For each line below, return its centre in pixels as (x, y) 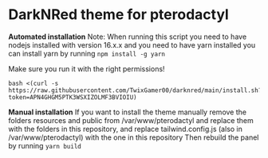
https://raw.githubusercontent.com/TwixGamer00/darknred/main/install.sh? (135, 90)
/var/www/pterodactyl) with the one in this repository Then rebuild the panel (134, 137)
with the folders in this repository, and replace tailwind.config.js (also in (126, 129)
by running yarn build (45, 145)
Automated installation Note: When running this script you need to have (128, 37)
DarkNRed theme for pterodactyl (118, 15)
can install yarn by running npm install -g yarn (87, 53)
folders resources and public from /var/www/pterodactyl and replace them (131, 120)
